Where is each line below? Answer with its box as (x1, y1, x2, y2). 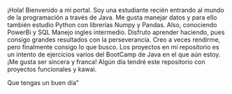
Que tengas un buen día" (7, 79, 79, 86)
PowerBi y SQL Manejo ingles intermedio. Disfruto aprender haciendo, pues (7, 28, 225, 36)
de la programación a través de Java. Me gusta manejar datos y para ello (7, 13, 217, 22)
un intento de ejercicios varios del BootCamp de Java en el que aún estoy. (7, 50, 221, 58)
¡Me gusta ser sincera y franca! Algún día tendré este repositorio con (7, 58, 206, 65)
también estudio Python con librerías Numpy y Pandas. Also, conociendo (7, 21, 217, 29)
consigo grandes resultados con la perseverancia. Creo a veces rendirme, (7, 36, 221, 44)
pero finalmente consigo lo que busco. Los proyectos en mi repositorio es (7, 43, 219, 51)
